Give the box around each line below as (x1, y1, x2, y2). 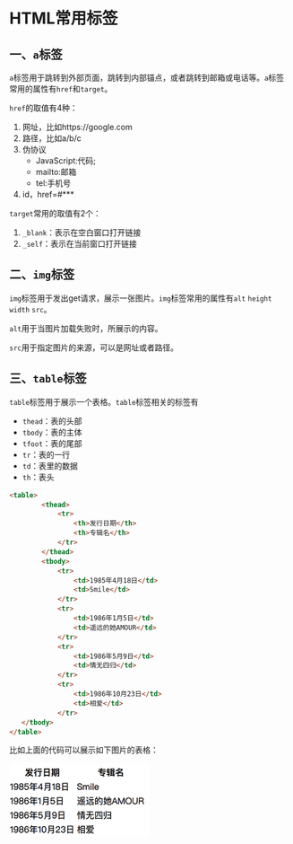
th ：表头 (22, 471, 56, 482)
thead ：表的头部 (22, 415, 82, 426)
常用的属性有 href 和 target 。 (9, 84, 113, 94)
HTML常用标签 (9, 8, 118, 29)
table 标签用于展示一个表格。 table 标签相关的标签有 (9, 396, 199, 407)
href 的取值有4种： (9, 102, 78, 113)
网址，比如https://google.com (22, 122, 133, 132)
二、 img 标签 (9, 267, 75, 283)
